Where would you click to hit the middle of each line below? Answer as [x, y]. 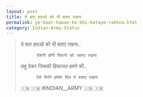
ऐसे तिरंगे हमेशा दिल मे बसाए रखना [67, 77]
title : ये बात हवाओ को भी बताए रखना [44, 17]
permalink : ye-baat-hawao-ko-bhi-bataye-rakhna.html [72, 22]
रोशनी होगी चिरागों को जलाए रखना [67, 56]
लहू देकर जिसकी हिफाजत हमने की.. [53, 66]
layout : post [22, 11]
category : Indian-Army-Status [43, 28]
